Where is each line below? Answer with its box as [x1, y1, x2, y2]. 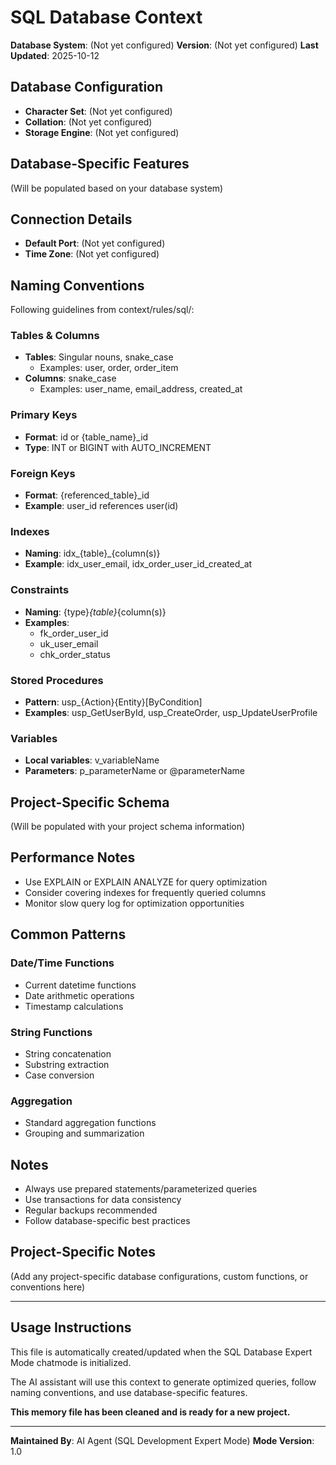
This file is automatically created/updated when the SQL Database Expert [10, 1346, 313, 1358]
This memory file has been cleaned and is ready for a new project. [10, 1406, 291, 1418]
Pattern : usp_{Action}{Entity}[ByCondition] [24, 696, 203, 708]
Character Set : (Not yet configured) [24, 105, 173, 117]
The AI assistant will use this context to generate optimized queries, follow [10, 1376, 317, 1388]
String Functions [10, 1025, 93, 1039]
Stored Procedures [10, 673, 104, 687]
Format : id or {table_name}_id [24, 431, 149, 443]
